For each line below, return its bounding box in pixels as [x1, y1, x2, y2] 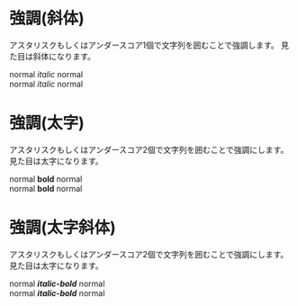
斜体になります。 [32, 50, 96, 61]
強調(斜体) [9, 8, 86, 29]
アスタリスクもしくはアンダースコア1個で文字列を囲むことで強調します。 [9, 40, 279, 50]
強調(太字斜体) [9, 218, 117, 238]
